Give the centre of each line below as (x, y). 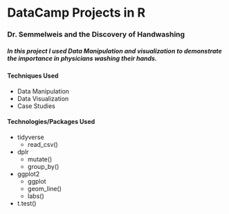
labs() (36, 196)
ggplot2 (28, 174)
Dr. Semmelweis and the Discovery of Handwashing (96, 35)
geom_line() (45, 188)
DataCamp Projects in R (76, 13)
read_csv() (43, 144)
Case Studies (36, 106)
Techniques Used (33, 76)
